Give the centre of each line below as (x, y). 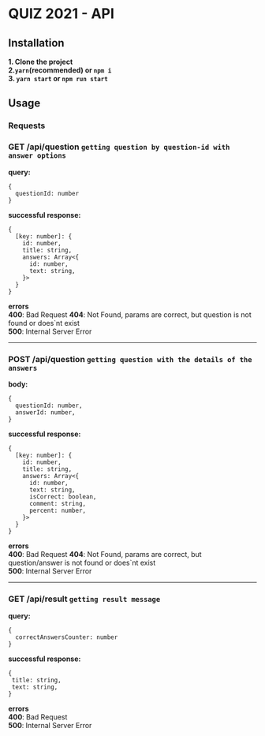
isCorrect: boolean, (63, 497)
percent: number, (58, 510)
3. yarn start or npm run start (58, 78)
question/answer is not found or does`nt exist (82, 562)
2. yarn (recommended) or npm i (60, 70)
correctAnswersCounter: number (67, 637)
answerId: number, (46, 412)
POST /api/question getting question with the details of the (130, 359)
